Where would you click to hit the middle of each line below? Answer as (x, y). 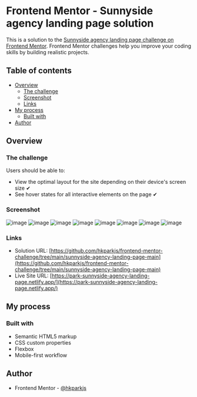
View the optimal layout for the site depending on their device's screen (100, 182)
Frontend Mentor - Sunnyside (80, 11)
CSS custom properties (43, 342)
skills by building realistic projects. (48, 52)
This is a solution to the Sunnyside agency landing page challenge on (90, 39)
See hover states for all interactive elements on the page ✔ (86, 194)
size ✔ (22, 188)
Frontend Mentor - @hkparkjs (51, 388)
